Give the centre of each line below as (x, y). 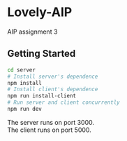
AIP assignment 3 (32, 32)
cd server (22, 70)
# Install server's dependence (53, 76)
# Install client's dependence (53, 89)
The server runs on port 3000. (51, 122)
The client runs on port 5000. (50, 130)
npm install (24, 83)
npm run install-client (42, 96)
